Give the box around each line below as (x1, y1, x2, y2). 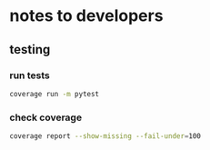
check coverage (9, 111, 83, 124)
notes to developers (9, 5, 164, 26)
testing (9, 42, 51, 57)
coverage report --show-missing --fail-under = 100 (9, 132, 202, 141)
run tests (9, 69, 50, 82)
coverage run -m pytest (9, 89, 100, 98)
